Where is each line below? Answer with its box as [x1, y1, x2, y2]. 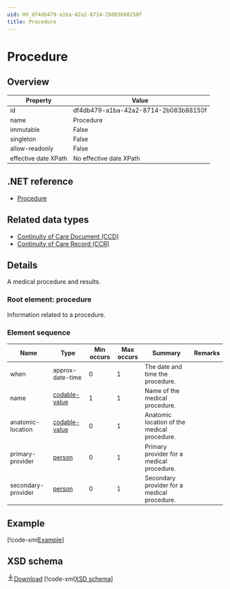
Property [25, 96, 52, 104]
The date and [144, 362, 183, 370]
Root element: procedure [7, 295, 92, 304]
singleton [10, 135, 36, 143]
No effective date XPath [73, 154, 140, 162]
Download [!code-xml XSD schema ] [14, 575, 114, 583]
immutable [10, 125, 40, 133]
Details [7, 260, 38, 271]
